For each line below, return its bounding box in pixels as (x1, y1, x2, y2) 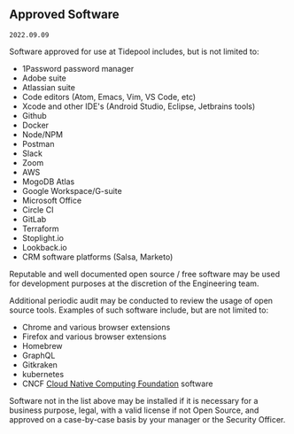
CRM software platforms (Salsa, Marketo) (21, 252, 174, 262)
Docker (21, 120, 50, 130)
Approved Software (9, 7, 120, 22)
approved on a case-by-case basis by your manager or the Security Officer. (9, 414, 286, 424)
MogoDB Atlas (21, 176, 75, 187)
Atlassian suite (21, 81, 75, 92)
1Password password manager (21, 63, 135, 74)
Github (21, 110, 47, 120)
